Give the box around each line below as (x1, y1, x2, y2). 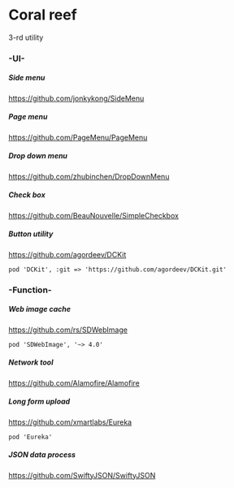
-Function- (8, 284, 52, 296)
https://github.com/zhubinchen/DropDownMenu (8, 171, 170, 181)
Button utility (8, 229, 54, 239)
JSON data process (8, 450, 76, 460)
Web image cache (8, 304, 71, 314)
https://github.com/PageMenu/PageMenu (8, 132, 148, 142)
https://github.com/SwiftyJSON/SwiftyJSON (8, 470, 156, 480)
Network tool (8, 357, 54, 367)
